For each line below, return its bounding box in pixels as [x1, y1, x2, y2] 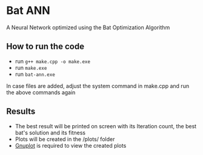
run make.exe [15, 64, 47, 71]
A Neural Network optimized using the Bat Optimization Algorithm [6, 24, 170, 31]
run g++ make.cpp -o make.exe [15, 57, 91, 64]
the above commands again [6, 89, 76, 96]
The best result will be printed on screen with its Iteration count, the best [15, 122, 197, 129]
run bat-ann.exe [15, 71, 56, 78]
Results [6, 106, 36, 117]
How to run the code [6, 41, 85, 52]
